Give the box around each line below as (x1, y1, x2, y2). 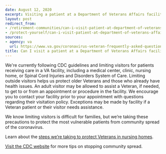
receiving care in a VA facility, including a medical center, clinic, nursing (5, 67, 151, 73)
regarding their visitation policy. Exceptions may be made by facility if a (5, 99, 150, 105)
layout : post (5, 16, 32, 21)
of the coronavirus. (5, 124, 44, 130)
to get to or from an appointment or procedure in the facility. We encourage (5, 88, 159, 94)
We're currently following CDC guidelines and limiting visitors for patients (5, 62, 154, 68)
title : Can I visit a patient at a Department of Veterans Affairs (5, 48, 147, 53)
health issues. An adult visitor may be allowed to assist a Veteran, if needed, (5, 83, 160, 89)
